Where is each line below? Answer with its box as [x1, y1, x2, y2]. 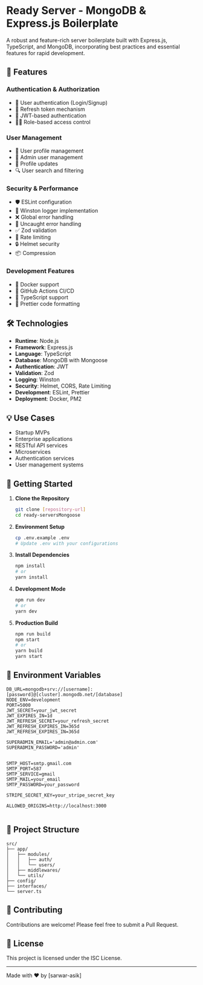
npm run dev [14, 597, 45, 603]
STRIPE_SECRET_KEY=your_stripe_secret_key [6, 792, 115, 798]
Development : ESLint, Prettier [14, 389, 90, 396]
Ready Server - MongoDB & [6, 4, 147, 18]
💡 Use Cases [6, 413, 56, 423]
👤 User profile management [14, 147, 84, 154]
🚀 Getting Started [6, 479, 73, 489]
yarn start [14, 654, 43, 660]
